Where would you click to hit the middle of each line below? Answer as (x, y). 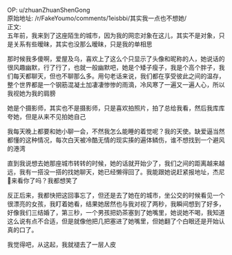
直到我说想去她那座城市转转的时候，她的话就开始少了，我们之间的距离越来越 (116, 163)
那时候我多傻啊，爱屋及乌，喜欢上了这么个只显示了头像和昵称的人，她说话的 (116, 59)
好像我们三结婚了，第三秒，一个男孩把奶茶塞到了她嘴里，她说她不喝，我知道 (116, 212)
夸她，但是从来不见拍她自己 (47, 116)
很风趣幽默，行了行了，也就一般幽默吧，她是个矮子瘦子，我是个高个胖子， (113, 67)
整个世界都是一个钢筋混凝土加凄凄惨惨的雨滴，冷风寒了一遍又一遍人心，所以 (116, 85)
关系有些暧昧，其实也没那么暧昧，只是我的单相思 (83, 44)
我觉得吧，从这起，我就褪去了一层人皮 (61, 244)
